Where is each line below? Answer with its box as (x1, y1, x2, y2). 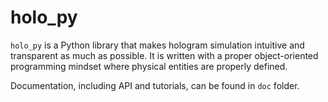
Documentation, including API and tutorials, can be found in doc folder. (10, 79, 300, 91)
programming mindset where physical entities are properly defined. (10, 60, 288, 72)
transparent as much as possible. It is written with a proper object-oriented (10, 49, 319, 61)
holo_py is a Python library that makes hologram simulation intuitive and (10, 39, 305, 51)
